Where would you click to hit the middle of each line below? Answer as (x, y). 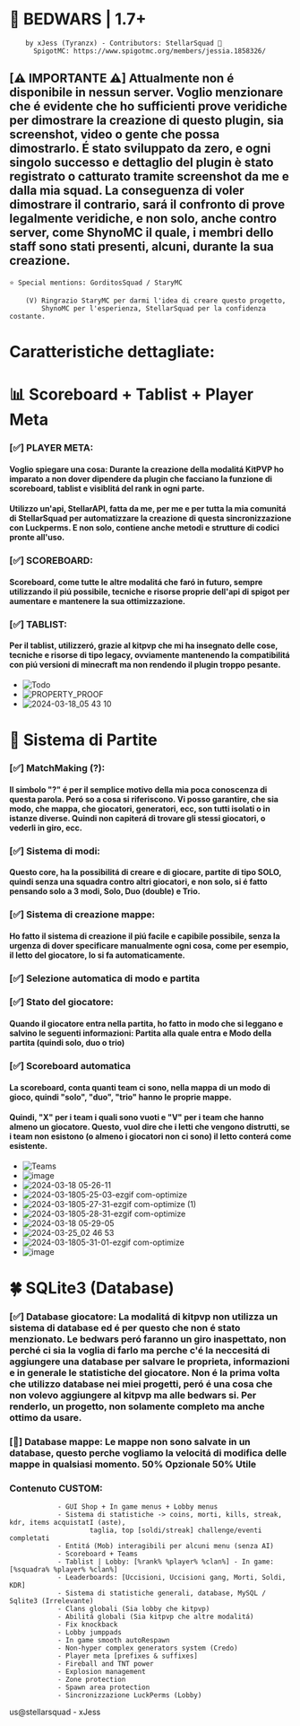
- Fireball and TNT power (105, 1664)
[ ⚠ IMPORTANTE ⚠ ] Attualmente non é (122, 79)
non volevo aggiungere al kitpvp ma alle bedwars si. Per (133, 1395)
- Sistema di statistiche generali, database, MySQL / (162, 1593)
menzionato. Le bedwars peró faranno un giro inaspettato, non (148, 1339)
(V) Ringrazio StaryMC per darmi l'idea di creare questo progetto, (156, 301)
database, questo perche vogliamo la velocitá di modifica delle (148, 1452)
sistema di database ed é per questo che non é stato (125, 1327)
